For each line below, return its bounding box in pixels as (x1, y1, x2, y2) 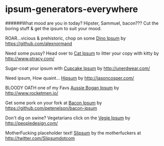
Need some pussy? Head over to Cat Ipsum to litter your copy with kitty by (5, 50, 159, 56)
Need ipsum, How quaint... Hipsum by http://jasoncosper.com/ (5, 75, 134, 81)
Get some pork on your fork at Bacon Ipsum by (5, 99, 102, 106)
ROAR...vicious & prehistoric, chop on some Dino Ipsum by (5, 35, 126, 41)
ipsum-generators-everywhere (5, 4, 138, 15)
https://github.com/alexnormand (5, 40, 72, 46)
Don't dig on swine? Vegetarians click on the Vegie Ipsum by (5, 114, 130, 121)
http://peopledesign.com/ (5, 120, 58, 126)
